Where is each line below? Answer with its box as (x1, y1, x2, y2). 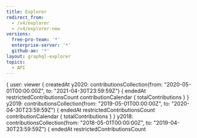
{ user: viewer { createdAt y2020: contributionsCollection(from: (6, 81, 163, 88)
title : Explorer (6, 8, 47, 15)
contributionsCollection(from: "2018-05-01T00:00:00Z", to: (6, 119, 153, 127)
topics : (6, 59, 26, 65)
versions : (6, 31, 31, 37)
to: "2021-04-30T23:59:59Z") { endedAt (46, 88, 146, 95)
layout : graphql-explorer (6, 53, 71, 59)
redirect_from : (6, 14, 44, 20)
